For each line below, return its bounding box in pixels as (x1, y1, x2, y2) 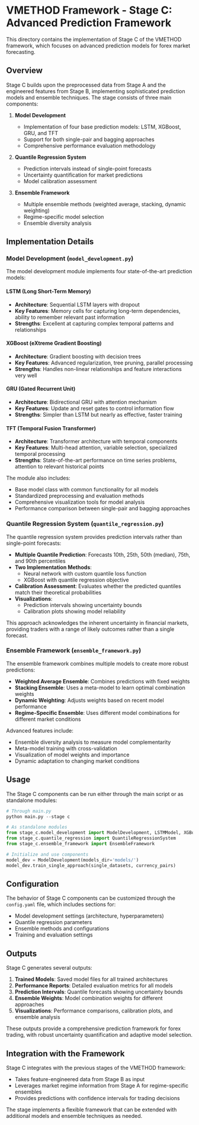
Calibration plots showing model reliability (23, 608, 126, 615)
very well (14, 372, 37, 379)
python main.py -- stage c (6, 813, 70, 820)
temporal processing (14, 450, 66, 458)
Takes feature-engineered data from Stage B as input (14, 1075, 145, 1082)
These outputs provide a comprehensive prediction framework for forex (6, 1025, 181, 1032)
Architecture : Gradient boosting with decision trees (14, 353, 141, 360)
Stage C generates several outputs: (6, 964, 93, 971)
